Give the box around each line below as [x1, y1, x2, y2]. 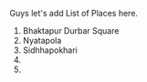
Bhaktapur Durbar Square [22, 26, 120, 36]
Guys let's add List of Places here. [9, 8, 139, 18]
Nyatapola [22, 36, 62, 46]
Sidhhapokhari [22, 45, 78, 56]
